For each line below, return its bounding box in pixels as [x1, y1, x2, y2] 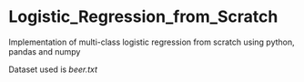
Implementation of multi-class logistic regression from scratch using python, [8, 36, 295, 47]
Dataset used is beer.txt [8, 64, 97, 75]
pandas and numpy [8, 46, 81, 56]
